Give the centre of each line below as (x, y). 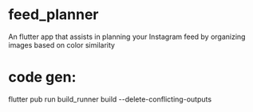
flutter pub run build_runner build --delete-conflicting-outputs (110, 99)
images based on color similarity (62, 44)
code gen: (42, 77)
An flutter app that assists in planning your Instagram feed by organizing (127, 37)
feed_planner (53, 15)
